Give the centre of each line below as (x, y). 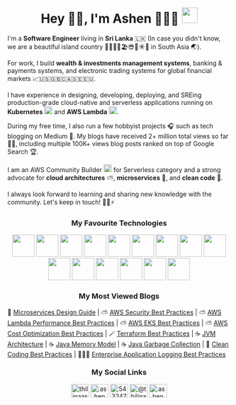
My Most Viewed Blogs (119, 296)
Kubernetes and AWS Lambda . (63, 112)
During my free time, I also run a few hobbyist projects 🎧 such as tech (111, 126)
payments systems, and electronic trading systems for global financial (110, 70)
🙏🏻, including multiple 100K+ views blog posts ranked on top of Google (111, 143)
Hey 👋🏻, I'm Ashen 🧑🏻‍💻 (110, 19)
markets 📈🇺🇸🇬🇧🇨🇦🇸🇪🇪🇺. (51, 79)
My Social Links (119, 372)
